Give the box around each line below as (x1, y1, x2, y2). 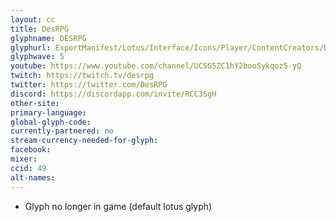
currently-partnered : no (10, 126, 114, 136)
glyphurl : (10, 42, 52, 53)
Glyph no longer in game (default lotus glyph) (24, 200, 213, 212)
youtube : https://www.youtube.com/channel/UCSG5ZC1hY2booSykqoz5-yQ (10, 61, 302, 71)
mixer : (10, 154, 38, 164)
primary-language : (10, 107, 87, 118)
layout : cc (10, 14, 56, 25)
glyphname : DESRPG (10, 33, 87, 43)
